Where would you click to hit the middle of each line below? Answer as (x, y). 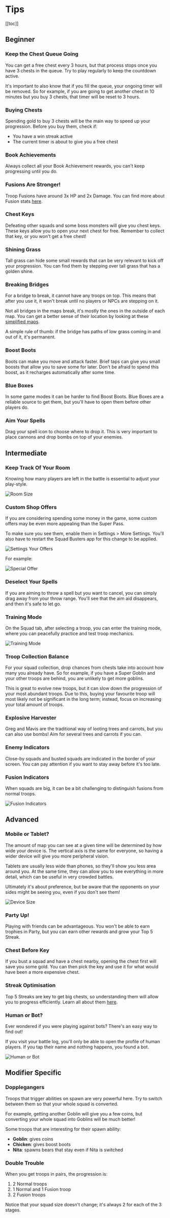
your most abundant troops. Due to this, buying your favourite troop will (80, 694)
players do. (17, 407)
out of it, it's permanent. (31, 337)
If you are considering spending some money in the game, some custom (81, 518)
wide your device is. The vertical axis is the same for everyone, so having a (84, 851)
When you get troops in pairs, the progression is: (56, 1174)
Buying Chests (24, 110)
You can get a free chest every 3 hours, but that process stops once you (81, 65)
